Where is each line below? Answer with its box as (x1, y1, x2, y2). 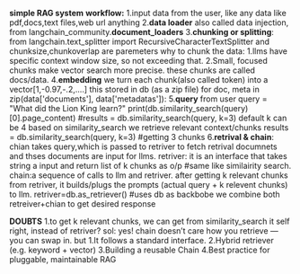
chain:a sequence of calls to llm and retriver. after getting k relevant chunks (9, 170, 289, 181)
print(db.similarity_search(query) (128, 103, 249, 113)
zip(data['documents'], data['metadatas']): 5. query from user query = (9, 93, 268, 104)
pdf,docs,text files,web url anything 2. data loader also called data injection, (9, 17, 289, 28)
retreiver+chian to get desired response (9, 199, 156, 209)
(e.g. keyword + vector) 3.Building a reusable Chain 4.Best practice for (9, 244, 271, 255)
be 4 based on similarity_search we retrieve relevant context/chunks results (9, 122, 289, 133)
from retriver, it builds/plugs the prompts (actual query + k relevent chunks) (9, 180, 288, 190)
